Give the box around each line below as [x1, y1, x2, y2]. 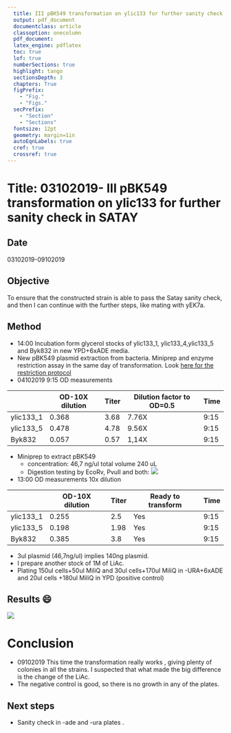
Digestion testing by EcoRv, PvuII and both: [27, 467, 150, 476]
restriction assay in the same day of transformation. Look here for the [16, 361, 214, 369]
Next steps [7, 700, 55, 712]
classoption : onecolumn [13, 29, 81, 36]
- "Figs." [19, 100, 48, 107]
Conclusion [7, 635, 74, 651]
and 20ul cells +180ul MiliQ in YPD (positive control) [16, 573, 164, 582]
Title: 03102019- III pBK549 [7, 180, 168, 196]
